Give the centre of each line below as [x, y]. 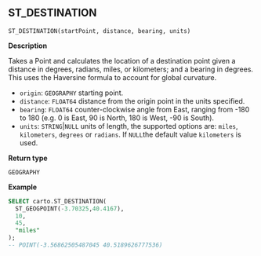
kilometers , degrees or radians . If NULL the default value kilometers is [130, 134]
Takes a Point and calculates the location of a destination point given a [122, 60]
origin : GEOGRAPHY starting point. [71, 93]
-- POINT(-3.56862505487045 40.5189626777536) [85, 245]
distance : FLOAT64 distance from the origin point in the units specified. [132, 101]
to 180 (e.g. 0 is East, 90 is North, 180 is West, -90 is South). [116, 118]
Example [23, 187]
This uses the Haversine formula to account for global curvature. [112, 77]
